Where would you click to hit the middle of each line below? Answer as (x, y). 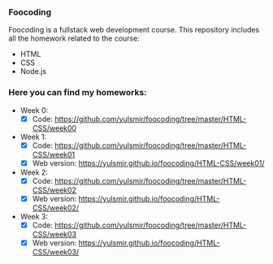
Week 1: (33, 136)
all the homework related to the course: (74, 38)
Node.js (33, 71)
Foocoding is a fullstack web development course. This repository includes (134, 30)
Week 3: (34, 216)
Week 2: (34, 172)
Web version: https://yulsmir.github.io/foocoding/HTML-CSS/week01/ (148, 163)
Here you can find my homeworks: (78, 93)
